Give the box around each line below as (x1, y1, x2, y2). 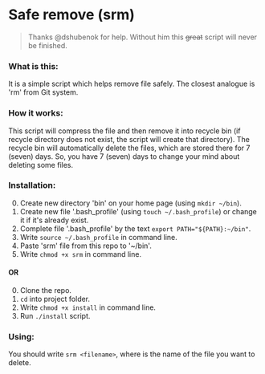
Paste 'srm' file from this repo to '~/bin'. (19, 241, 153, 250)
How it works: (8, 108, 63, 119)
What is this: (8, 60, 59, 71)
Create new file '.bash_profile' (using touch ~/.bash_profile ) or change (19, 206, 257, 216)
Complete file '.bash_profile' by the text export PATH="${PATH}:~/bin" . (19, 223, 251, 234)
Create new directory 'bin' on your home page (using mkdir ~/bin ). (19, 198, 243, 208)
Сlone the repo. (19, 286, 72, 295)
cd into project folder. (19, 295, 91, 304)
